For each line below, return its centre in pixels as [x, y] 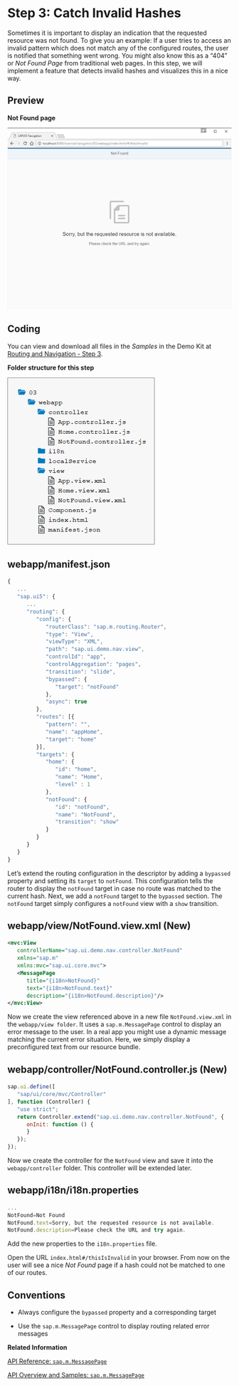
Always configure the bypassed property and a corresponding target [117, 1313]
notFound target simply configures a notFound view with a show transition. [113, 903]
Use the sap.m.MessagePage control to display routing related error [113, 1326]
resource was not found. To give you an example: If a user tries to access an [119, 40]
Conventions [37, 1295]
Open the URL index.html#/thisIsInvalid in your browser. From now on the [118, 1258]
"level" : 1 [73, 785]
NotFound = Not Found [36, 1215]
